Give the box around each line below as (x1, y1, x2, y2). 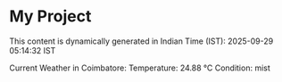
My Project (9, 6, 92, 27)
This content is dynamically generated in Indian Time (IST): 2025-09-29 (9, 36, 274, 46)
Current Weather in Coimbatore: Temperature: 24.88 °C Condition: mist (9, 62, 270, 73)
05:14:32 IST (9, 45, 56, 55)
